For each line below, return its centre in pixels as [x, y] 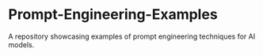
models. [21, 44]
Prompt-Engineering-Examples [113, 15]
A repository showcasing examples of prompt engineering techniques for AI [132, 36]
